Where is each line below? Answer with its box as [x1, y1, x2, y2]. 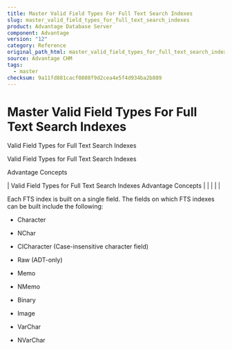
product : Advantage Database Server [7, 23, 113, 30]
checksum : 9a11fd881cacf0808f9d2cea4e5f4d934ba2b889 [7, 74, 162, 81]
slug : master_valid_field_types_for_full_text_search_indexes [7, 17, 190, 23]
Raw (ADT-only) [17, 256, 63, 264]
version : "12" [7, 36, 48, 43]
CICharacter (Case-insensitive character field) [17, 242, 149, 251]
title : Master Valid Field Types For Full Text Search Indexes [7, 10, 193, 17]
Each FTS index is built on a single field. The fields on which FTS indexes [7, 195, 215, 204]
